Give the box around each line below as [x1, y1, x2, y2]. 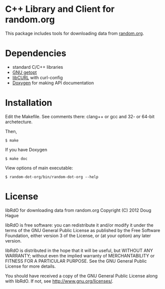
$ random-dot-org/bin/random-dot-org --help [5, 174, 99, 179]
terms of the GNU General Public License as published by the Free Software [5, 227, 161, 233]
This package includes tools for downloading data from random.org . [5, 30, 144, 36]
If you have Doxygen [5, 146, 48, 152]
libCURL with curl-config [12, 74, 63, 80]
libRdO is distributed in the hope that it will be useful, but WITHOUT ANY [5, 247, 153, 253]
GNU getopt [12, 69, 37, 75]
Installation [5, 97, 53, 108]
